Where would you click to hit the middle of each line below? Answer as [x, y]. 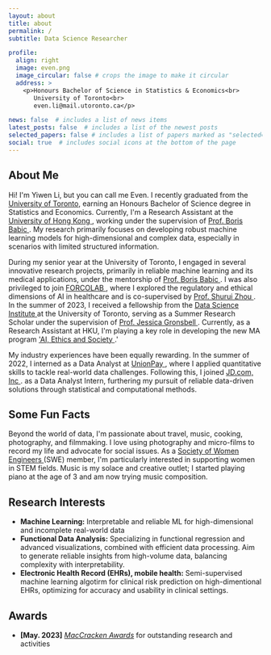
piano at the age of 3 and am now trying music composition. [108, 477]
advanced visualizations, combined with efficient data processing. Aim [138, 548]
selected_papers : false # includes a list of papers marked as [117, 135]
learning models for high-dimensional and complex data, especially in [124, 237]
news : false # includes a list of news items [88, 120]
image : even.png [43, 68]
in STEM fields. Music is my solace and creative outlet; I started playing [127, 468]
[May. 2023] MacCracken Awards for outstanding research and [126, 635]
